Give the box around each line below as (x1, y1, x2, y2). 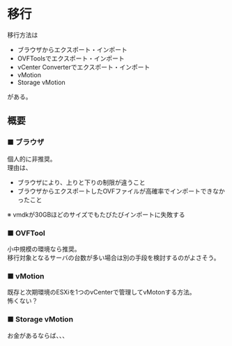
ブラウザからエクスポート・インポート (17, 45, 127, 54)
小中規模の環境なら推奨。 (7, 244, 81, 253)
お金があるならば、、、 (7, 331, 68, 340)
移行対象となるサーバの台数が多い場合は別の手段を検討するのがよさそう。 (7, 253, 220, 262)
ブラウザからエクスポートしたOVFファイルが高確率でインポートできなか (17, 187, 225, 195)
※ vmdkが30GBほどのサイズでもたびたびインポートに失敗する (7, 210, 185, 219)
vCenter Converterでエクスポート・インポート (17, 63, 150, 71)
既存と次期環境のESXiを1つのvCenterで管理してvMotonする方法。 (7, 288, 196, 297)
